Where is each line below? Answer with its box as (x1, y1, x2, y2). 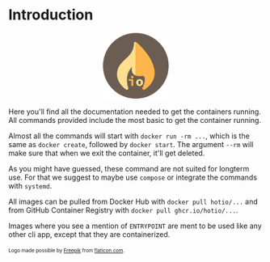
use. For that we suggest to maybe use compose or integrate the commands (8, 172, 257, 182)
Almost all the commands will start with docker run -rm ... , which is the (8, 131, 251, 141)
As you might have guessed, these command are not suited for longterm (8, 163, 250, 173)
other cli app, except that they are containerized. (8, 229, 171, 239)
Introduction (8, 6, 94, 24)
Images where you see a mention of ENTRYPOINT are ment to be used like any (8, 221, 263, 230)
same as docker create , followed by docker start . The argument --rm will (8, 139, 254, 149)
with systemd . (8, 180, 53, 191)
